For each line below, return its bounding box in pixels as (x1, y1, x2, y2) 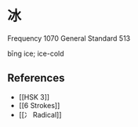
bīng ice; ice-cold (7, 49, 64, 58)
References (7, 71, 65, 85)
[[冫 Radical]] (18, 110, 62, 119)
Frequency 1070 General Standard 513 (7, 33, 131, 43)
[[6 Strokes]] (18, 100, 60, 110)
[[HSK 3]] (18, 92, 50, 102)
